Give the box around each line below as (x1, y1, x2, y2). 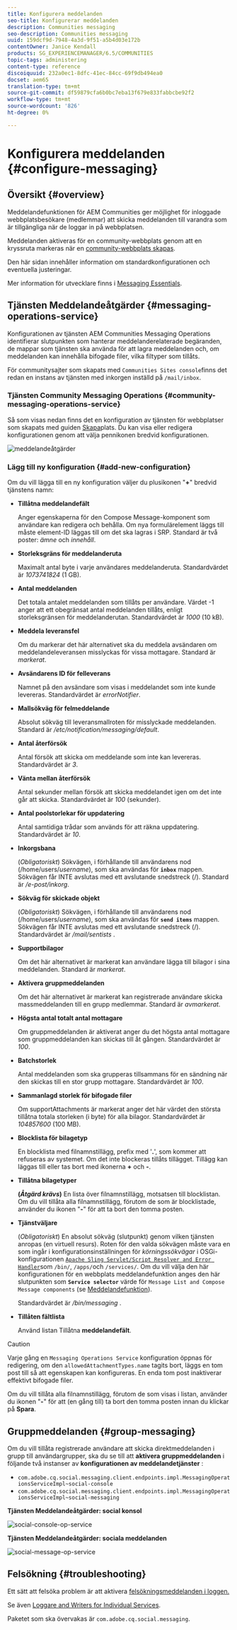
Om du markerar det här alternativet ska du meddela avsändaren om (17, 641, 217, 649)
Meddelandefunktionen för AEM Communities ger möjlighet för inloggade (7, 207, 221, 216)
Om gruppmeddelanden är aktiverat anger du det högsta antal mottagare (17, 1028, 230, 1036)
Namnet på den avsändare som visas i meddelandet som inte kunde (17, 683, 216, 691)
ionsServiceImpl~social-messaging (17, 1494, 120, 1501)
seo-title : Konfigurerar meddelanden (7, 17, 119, 24)
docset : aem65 (7, 76, 50, 84)
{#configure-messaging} (7, 161, 158, 177)
